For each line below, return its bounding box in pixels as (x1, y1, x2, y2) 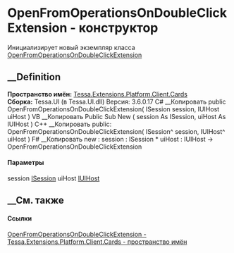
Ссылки (7, 214, 32, 223)
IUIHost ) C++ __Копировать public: (7, 120, 112, 128)
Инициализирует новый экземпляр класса (7, 43, 135, 51)
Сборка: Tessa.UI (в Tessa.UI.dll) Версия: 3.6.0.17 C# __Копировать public (7, 97, 227, 106)
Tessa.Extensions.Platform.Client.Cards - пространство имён (7, 237, 187, 246)
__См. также (7, 195, 65, 206)
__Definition (7, 71, 61, 83)
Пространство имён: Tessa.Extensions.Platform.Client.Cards (7, 90, 188, 98)
